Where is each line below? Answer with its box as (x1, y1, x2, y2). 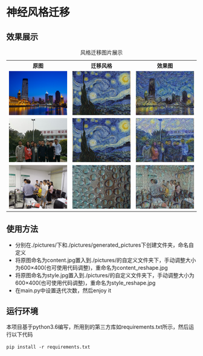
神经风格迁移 (6, 5, 71, 19)
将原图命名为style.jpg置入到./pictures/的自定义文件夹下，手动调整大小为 (14, 271, 195, 279)
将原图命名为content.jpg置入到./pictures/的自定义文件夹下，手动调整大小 (14, 256, 196, 264)
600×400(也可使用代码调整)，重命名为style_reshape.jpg (14, 279, 156, 286)
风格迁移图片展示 (80, 49, 123, 56)
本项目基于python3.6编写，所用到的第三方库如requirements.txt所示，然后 (6, 323, 189, 331)
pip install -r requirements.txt (6, 344, 91, 351)
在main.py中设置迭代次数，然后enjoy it (14, 286, 112, 294)
